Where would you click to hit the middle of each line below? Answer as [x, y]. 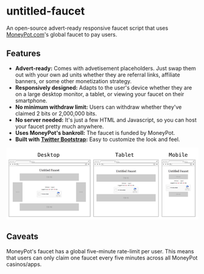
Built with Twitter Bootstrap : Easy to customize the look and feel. [97, 139]
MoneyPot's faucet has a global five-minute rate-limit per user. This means [100, 251]
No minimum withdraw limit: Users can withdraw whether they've [98, 107]
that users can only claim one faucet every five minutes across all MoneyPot [102, 258]
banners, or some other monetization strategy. [73, 81]
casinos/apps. [24, 264]
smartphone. [31, 100]
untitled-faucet [46, 11]
